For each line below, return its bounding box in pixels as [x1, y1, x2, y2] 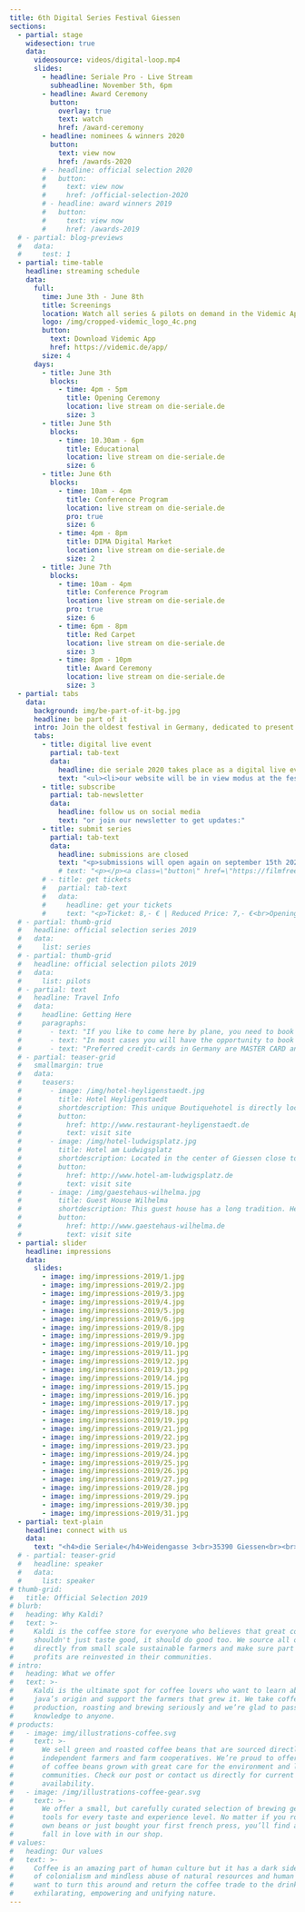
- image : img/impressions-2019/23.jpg [42, 1441, 189, 1450]
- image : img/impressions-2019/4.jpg [42, 1297, 184, 1307]
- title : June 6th [42, 470, 112, 479]
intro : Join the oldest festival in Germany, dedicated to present [33, 723, 295, 732]
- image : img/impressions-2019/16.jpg [42, 1390, 189, 1399]
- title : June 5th [42, 419, 112, 428]
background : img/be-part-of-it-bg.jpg [33, 706, 181, 715]
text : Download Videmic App [49, 334, 156, 344]
